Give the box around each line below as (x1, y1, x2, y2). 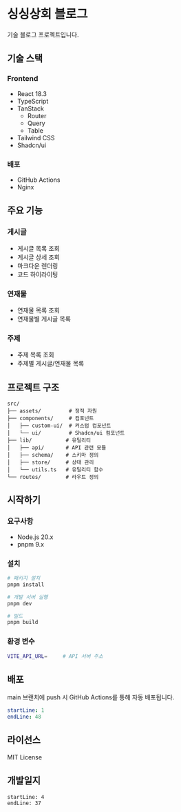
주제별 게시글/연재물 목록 (17, 359, 85, 368)
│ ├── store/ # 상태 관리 (7, 459, 94, 466)
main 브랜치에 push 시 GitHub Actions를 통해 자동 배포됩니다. (7, 693, 175, 701)
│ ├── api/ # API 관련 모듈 (7, 444, 107, 451)
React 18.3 (17, 89, 47, 97)
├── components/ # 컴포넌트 (7, 415, 94, 422)
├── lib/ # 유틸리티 (7, 437, 92, 444)
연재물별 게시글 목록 (17, 314, 71, 323)
